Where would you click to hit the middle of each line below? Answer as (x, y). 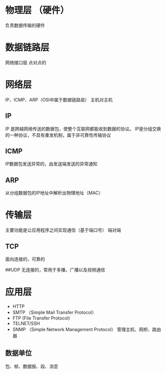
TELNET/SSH (26, 323)
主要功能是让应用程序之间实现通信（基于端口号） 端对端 (63, 230)
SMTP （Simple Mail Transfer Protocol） (54, 312)
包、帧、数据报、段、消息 (32, 366)
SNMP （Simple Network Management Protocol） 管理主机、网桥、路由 (87, 329)
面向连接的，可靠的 (25, 259)
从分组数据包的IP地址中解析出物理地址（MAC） (54, 193)
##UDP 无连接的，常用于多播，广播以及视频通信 (55, 270)
